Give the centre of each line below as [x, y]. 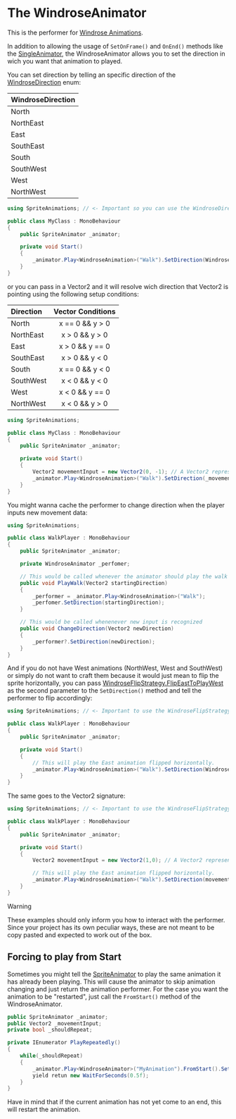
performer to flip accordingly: [50, 698]
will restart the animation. [44, 1109]
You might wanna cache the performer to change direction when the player [116, 505]
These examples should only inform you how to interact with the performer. [116, 920]
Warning [19, 906]
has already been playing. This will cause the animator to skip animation [111, 982]
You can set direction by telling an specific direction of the [92, 75]
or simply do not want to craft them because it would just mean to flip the [113, 676]
